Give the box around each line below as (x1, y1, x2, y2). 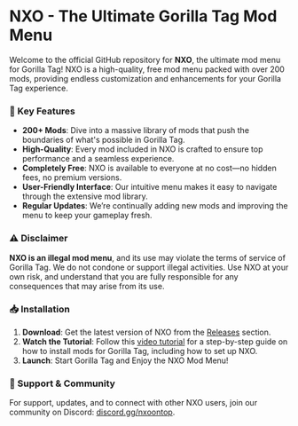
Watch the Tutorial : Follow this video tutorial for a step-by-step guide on (21, 335, 288, 347)
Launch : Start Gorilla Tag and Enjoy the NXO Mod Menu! (21, 355, 229, 366)
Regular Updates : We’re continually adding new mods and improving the (21, 201, 288, 211)
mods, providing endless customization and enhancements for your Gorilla (9, 73, 282, 83)
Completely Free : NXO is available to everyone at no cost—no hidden (21, 162, 277, 174)
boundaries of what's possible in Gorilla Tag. (21, 135, 185, 146)
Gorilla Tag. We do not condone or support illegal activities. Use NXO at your (9, 262, 289, 272)
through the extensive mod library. (21, 191, 148, 201)
